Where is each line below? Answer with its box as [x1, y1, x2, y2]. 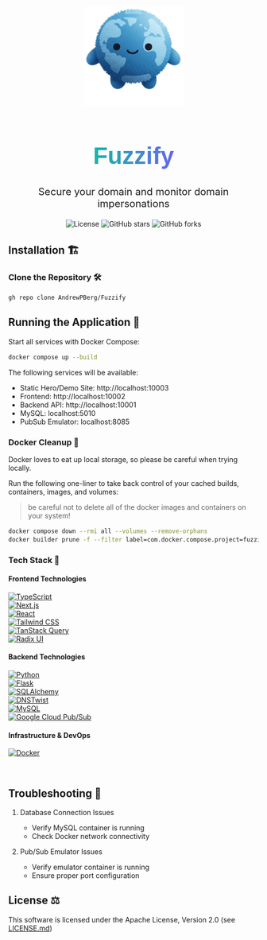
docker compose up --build [8, 353, 98, 361]
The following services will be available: [8, 367, 139, 377]
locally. [8, 463, 32, 472]
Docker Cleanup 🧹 [8, 437, 79, 448]
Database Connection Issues [19, 807, 114, 817]
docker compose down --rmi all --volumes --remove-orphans [8, 527, 208, 535]
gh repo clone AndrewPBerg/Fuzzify [8, 293, 126, 302]
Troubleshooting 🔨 [8, 787, 102, 800]
